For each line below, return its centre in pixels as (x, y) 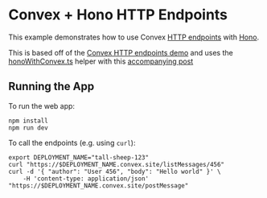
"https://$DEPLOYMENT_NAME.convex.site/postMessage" (99, 186)
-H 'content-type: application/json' (86, 179)
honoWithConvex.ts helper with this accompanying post (101, 61)
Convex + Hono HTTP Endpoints (118, 15)
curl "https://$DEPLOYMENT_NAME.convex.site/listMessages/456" (117, 164)
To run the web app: (41, 105)
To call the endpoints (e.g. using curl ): (72, 142)
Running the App (51, 87)
